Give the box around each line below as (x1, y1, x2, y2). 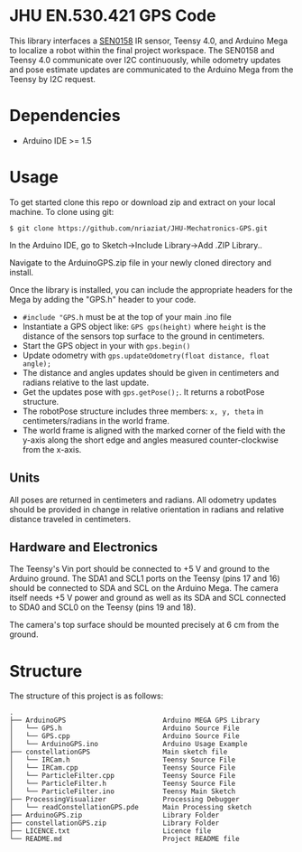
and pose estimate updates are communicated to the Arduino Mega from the (9, 64, 294, 75)
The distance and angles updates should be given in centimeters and (22, 367, 279, 378)
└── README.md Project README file (9, 835, 241, 844)
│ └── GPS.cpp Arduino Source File (9, 732, 241, 741)
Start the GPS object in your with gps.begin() (22, 340, 191, 351)
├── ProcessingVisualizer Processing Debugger (9, 795, 241, 804)
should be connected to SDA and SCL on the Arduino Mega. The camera (9, 583, 279, 594)
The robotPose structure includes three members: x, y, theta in (22, 406, 264, 417)
